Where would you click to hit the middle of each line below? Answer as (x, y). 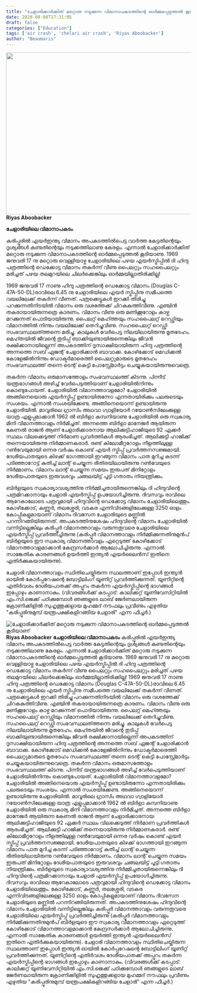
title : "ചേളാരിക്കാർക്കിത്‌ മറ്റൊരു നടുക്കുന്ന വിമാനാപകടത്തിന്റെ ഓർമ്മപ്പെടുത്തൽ (95, 11)
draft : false (22, 22)
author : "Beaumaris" (31, 39)
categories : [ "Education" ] (39, 28)
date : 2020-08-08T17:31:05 (39, 17)
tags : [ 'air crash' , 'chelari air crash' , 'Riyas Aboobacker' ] (85, 34)
